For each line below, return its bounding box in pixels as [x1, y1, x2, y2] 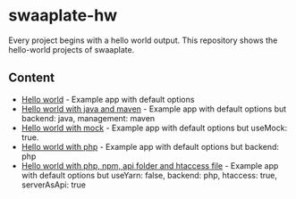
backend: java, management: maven [21, 112, 156, 123]
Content [8, 70, 55, 86]
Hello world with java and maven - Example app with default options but [21, 104, 287, 114]
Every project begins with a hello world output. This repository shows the [8, 35, 278, 46]
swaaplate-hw [8, 5, 118, 26]
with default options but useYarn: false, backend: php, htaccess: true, [21, 170, 278, 180]
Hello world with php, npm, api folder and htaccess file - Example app [21, 160, 279, 170]
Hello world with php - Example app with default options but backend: [21, 141, 279, 152]
